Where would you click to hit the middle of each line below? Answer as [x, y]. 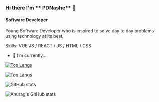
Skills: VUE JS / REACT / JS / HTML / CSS [48, 46]
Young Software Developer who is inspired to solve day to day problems [80, 31]
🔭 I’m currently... [29, 55]
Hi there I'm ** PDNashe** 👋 [40, 8]
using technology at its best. [34, 36]
